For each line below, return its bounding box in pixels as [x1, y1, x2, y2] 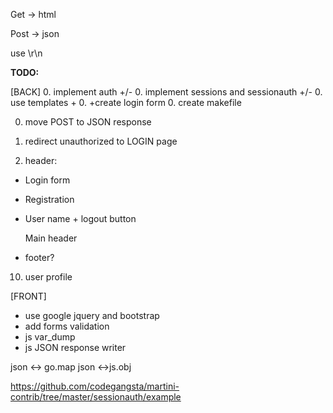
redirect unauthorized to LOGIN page [24, 135, 178, 147]
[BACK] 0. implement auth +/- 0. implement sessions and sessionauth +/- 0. [10, 86, 323, 98]
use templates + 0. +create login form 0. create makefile [10, 97, 242, 108]
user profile [24, 271, 73, 283]
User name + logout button [24, 213, 137, 224]
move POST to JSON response [24, 116, 152, 128]
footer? [24, 252, 55, 263]
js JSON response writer [24, 342, 127, 353]
